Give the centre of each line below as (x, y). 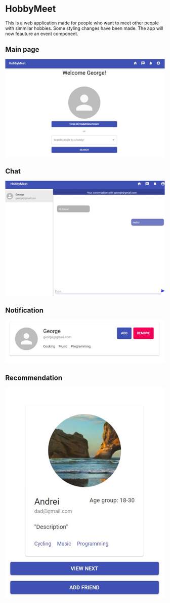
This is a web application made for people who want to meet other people (82, 23)
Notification (25, 310)
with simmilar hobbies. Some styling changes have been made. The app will (84, 28)
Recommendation (34, 378)
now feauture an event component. (42, 33)
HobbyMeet (31, 9)
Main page (22, 49)
